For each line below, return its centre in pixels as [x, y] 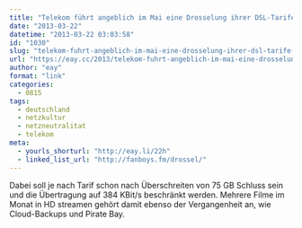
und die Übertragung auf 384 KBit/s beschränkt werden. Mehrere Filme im [147, 195]
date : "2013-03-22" [46, 26]
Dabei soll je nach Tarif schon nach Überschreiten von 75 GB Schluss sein [146, 185]
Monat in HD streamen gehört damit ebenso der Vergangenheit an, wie [140, 204]
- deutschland [44, 110]
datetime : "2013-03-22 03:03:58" [72, 34]
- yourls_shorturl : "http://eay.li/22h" [94, 151]
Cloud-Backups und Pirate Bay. [67, 214]
